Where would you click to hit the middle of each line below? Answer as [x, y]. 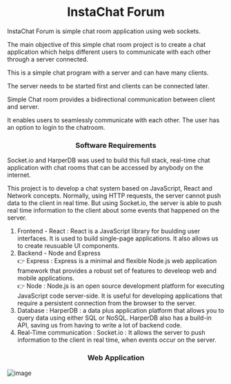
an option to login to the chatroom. [56, 127]
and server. [23, 106]
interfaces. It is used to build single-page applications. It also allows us [118, 238]
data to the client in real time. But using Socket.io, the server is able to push [114, 203]
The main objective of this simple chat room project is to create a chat [107, 44]
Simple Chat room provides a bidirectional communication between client [111, 99]
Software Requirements [116, 145]
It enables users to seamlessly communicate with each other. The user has [113, 120]
